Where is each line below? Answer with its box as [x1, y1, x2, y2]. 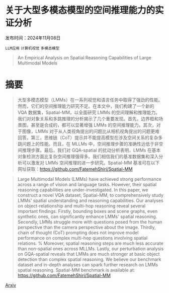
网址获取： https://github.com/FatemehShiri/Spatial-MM [17, 166, 133, 172]
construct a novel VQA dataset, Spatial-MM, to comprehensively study [17, 192, 163, 198]
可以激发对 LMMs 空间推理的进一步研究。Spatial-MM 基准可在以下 [22, 160, 160, 166]
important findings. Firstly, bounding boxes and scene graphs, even [17, 208, 157, 214]
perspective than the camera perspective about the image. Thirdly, [17, 224, 156, 230]
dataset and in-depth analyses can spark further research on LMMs [17, 261, 158, 267]
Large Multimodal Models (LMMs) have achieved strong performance [17, 176, 162, 182]
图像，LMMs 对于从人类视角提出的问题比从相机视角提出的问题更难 [22, 128, 160, 134]
